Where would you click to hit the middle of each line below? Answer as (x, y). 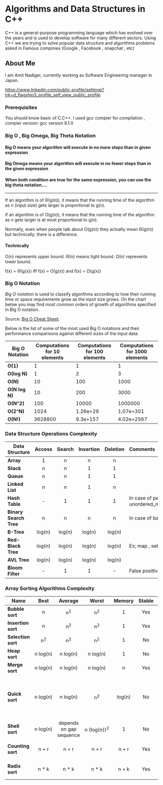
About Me (20, 63)
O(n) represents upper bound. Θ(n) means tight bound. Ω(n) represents (76, 256)
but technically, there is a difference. (41, 234)
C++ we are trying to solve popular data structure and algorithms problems (80, 43)
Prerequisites (21, 107)
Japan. (12, 80)
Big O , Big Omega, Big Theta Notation (50, 135)
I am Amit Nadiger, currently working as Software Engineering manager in (79, 75)
